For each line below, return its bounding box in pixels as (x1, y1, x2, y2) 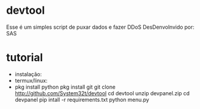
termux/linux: (14, 77, 48, 84)
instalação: (14, 70, 42, 78)
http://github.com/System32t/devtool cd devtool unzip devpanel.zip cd (14, 89, 190, 96)
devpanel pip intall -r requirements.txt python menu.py (14, 96, 149, 103)
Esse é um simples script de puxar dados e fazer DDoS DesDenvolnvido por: (6, 23, 195, 31)
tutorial (6, 51, 43, 65)
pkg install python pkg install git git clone (14, 83, 116, 90)
